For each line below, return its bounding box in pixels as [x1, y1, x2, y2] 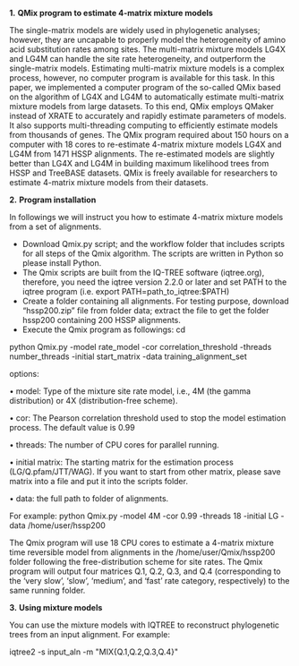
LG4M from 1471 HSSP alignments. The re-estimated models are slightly [9, 149, 275, 159]
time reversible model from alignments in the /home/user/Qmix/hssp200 [9, 547, 276, 558]
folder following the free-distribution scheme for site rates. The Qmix [9, 557, 263, 567]
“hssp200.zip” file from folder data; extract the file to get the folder [21, 305, 269, 316]
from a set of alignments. [9, 221, 102, 232]
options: [9, 369, 40, 379]
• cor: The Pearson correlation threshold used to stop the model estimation [9, 413, 286, 423]
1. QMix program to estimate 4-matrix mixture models [9, 8, 213, 18]
